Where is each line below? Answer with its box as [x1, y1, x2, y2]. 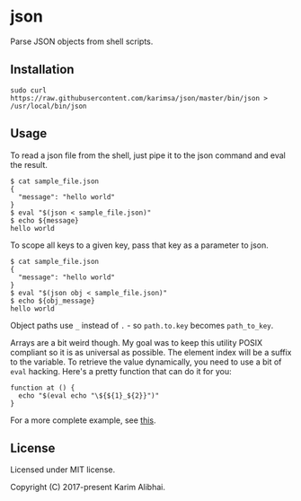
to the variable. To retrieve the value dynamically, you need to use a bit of [10, 356, 282, 367]
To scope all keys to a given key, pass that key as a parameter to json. [10, 240, 269, 250]
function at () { [10, 383, 75, 392]
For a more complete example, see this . [10, 415, 156, 426]
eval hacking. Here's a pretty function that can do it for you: [10, 365, 232, 376]
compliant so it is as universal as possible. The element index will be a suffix [10, 347, 292, 357]
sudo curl [10, 85, 48, 95]
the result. [10, 159, 49, 170]
